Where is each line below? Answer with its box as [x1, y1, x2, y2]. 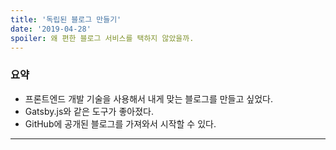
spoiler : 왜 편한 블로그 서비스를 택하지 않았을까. [10, 33, 195, 43]
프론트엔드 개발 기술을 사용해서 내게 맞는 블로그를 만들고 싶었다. [24, 92, 273, 105]
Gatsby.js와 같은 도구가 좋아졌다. [24, 105, 154, 117]
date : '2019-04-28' [10, 24, 92, 34]
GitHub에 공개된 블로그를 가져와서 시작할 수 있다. [24, 117, 217, 130]
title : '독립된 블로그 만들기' [10, 14, 122, 25]
